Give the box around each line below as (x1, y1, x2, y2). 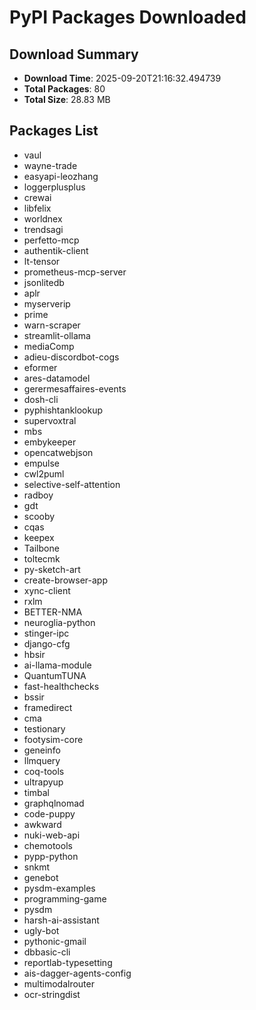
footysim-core (23, 733, 84, 745)
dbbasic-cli (23, 946, 71, 958)
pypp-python (23, 850, 79, 862)
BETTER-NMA (23, 606, 83, 618)
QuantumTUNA (23, 669, 87, 681)
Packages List (9, 122, 99, 140)
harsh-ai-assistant (23, 914, 100, 926)
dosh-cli (23, 393, 59, 405)
